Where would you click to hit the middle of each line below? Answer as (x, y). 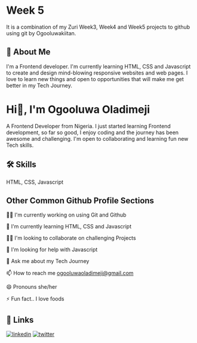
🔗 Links (20, 320)
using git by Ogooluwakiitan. (41, 33)
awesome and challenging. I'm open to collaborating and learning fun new (97, 138)
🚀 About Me (28, 52)
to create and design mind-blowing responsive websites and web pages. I (97, 73)
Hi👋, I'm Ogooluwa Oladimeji (78, 109)
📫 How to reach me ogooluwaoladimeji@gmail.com (70, 273)
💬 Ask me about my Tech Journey (48, 261)
